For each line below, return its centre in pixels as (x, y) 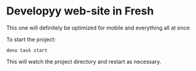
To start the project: (31, 39)
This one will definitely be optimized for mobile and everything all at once (98, 28)
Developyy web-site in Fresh (80, 11)
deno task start (27, 50)
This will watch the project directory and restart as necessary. (84, 61)
